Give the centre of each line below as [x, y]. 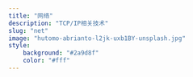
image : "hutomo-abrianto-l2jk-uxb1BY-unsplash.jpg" [97, 38]
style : [19, 46]
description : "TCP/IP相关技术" [59, 23]
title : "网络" [31, 16]
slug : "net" [28, 30]
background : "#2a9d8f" [61, 53]
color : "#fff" [46, 61]
